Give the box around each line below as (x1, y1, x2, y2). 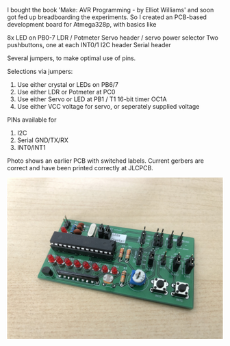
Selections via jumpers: (7, 68, 73, 75)
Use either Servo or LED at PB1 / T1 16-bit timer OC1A (16, 95, 167, 103)
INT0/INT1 (16, 144, 46, 151)
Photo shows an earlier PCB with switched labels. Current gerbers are (7, 157, 204, 165)
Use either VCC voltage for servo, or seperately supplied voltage (16, 103, 200, 110)
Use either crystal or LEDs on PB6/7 (16, 81, 118, 88)
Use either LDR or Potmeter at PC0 (16, 88, 116, 96)
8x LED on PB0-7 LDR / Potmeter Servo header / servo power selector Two (7, 34, 219, 42)
